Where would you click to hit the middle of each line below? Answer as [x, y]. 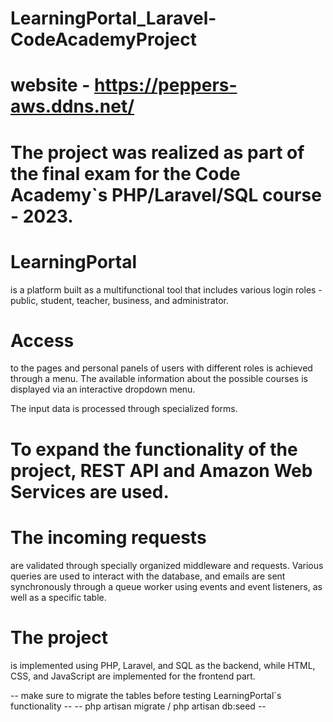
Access [42, 340]
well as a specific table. [58, 597]
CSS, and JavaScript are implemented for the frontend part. [133, 676]
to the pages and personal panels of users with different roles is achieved [161, 368]
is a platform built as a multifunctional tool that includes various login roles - [166, 289]
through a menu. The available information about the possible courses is [159, 379]
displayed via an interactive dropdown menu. [103, 389]
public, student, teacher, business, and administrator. [119, 300]
